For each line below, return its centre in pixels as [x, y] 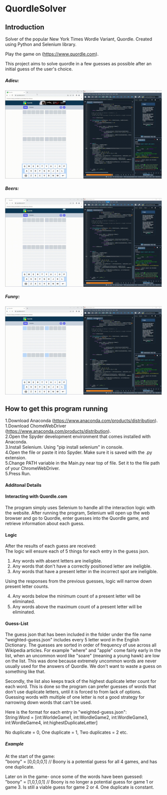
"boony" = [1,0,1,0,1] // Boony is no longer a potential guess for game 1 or [79, 782]
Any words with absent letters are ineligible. [57, 561]
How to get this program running [56, 409]
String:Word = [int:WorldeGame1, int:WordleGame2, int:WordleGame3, [77, 717]
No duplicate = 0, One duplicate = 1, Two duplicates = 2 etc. [67, 732]
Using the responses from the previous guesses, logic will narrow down [79, 581]
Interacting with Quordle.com [36, 496]
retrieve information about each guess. [45, 524]
